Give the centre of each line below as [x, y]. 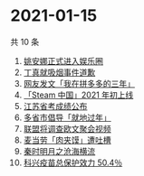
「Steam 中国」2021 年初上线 [78, 95]
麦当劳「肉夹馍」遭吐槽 [67, 140]
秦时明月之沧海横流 [59, 151]
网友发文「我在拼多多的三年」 [79, 83]
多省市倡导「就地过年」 [67, 117]
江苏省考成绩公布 [55, 106]
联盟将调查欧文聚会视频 [67, 128]
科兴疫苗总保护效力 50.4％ [73, 162]
